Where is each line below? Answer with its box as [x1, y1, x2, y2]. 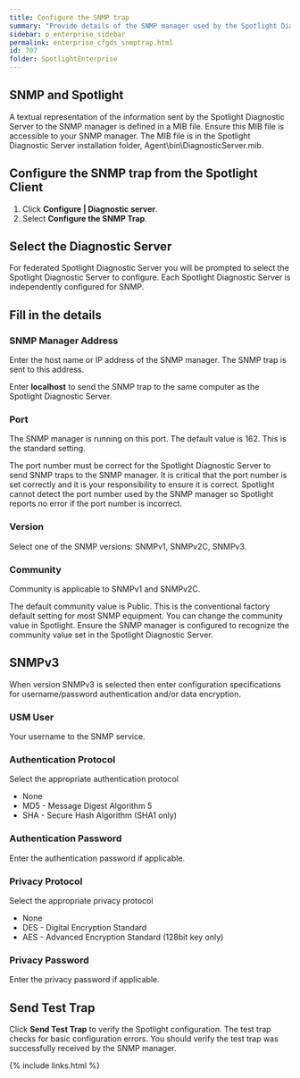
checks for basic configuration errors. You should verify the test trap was [9, 1033, 279, 1044]
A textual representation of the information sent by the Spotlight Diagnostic [9, 111, 286, 122]
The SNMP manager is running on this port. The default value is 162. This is [9, 434, 287, 444]
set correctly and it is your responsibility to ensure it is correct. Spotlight [9, 479, 275, 490]
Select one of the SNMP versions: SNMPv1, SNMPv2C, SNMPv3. [9, 541, 247, 552]
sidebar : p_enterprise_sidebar [9, 29, 126, 38]
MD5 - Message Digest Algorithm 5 [21, 801, 153, 812]
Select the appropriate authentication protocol [9, 774, 179, 785]
